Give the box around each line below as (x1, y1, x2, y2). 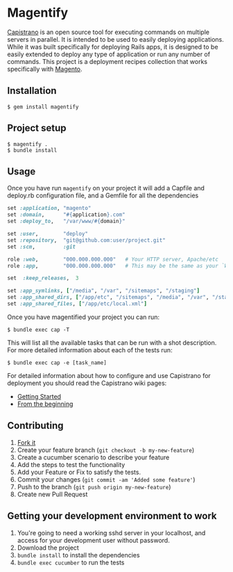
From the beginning (17, 400, 74, 408)
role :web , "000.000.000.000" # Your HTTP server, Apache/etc (7, 256, 218, 263)
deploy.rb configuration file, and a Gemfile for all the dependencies (7, 191, 199, 199)
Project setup (7, 122, 67, 134)
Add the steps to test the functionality (17, 460, 126, 468)
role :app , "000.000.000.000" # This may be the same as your (7, 262, 218, 269)
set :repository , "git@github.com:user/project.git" (7, 236, 166, 244)
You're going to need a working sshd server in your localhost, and (17, 528, 206, 537)
